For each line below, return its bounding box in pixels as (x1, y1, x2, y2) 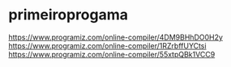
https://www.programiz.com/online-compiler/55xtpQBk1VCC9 (8, 49, 216, 59)
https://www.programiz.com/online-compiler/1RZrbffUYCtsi (8, 40, 207, 50)
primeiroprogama (8, 6, 128, 24)
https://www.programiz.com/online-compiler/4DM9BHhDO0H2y (8, 32, 223, 42)
